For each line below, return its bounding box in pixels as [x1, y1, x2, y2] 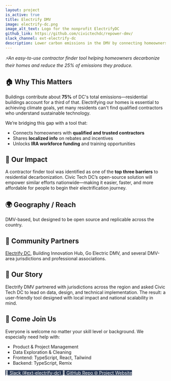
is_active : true [5, 12, 40, 17]
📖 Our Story [5, 270, 43, 279]
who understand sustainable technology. [5, 110, 91, 116]
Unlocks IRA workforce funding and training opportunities [12, 141, 136, 147]
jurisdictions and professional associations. [15, 256, 106, 261]
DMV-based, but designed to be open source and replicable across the [5, 216, 154, 223]
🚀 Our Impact [5, 155, 48, 164]
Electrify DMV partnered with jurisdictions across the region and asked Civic [5, 284, 165, 290]
